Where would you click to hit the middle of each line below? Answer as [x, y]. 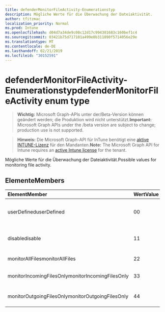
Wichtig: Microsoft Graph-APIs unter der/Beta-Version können [80, 114]
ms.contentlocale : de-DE [30, 46]
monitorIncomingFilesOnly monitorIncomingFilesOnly [68, 276]
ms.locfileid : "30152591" [31, 55]
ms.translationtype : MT [29, 42]
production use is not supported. [50, 130]
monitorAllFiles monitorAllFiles [42, 259]
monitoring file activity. [28, 165]
